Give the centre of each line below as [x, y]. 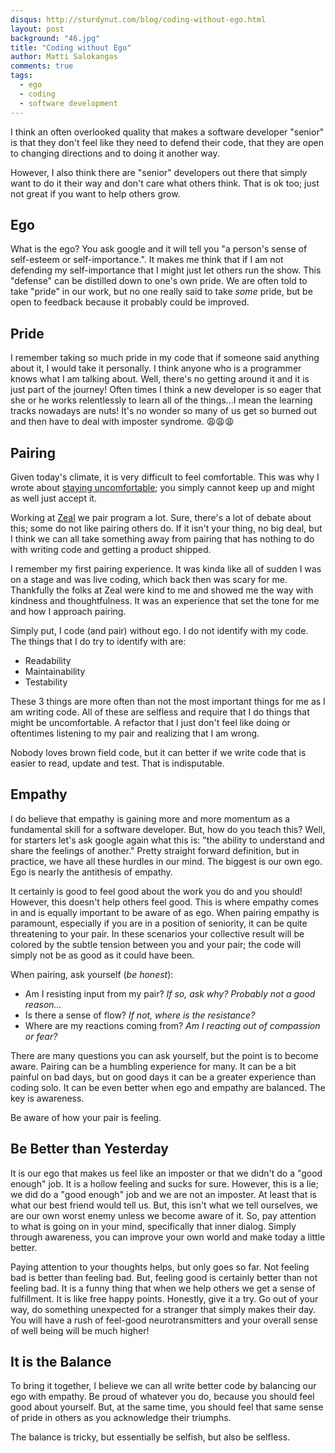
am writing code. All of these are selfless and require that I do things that [160, 712]
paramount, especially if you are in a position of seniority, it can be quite [159, 923]
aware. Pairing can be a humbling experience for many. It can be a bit [153, 1066]
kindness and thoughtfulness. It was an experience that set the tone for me [165, 600]
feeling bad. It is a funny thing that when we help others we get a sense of [163, 1288]
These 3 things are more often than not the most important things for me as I [168, 701]
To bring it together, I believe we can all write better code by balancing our [163, 1386]
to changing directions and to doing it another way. [115, 153]
